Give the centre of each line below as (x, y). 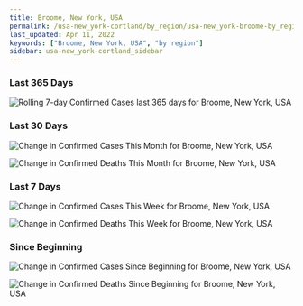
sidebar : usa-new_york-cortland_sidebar (87, 51)
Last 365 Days (41, 83)
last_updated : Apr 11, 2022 (62, 34)
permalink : (30, 26)
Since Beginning (46, 246)
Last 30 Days (39, 125)
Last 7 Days (35, 186)
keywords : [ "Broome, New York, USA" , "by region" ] (106, 43)
